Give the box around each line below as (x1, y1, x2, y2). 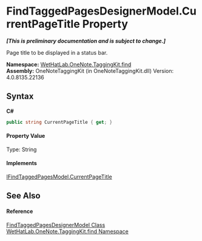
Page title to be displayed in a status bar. (6, 49, 108, 56)
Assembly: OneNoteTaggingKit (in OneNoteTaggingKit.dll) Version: (6, 67, 174, 74)
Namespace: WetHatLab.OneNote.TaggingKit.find (6, 61, 132, 68)
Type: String (6, 146, 37, 153)
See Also (6, 191, 41, 201)
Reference (6, 208, 33, 215)
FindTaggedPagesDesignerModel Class (6, 221, 106, 228)
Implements (6, 160, 38, 167)
